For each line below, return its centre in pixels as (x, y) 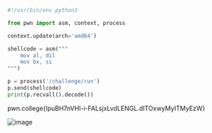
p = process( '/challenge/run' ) (54, 82)
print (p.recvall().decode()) (51, 95)
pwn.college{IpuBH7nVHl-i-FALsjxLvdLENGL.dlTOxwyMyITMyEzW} (106, 108)
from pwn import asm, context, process (67, 23)
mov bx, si (36, 62)
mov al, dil (38, 55)
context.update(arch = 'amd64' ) (52, 36)
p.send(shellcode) (35, 88)
